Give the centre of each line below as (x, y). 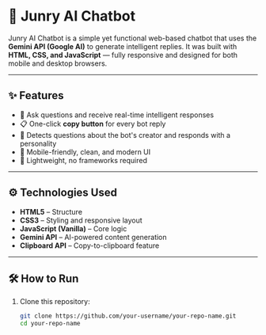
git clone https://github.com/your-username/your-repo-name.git (128, 316)
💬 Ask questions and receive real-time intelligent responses (117, 115)
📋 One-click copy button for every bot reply (93, 124)
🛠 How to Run (44, 278)
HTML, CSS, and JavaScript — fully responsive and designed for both (123, 55)
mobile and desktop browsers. (58, 63)
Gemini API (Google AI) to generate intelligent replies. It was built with (123, 46)
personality (38, 143)
